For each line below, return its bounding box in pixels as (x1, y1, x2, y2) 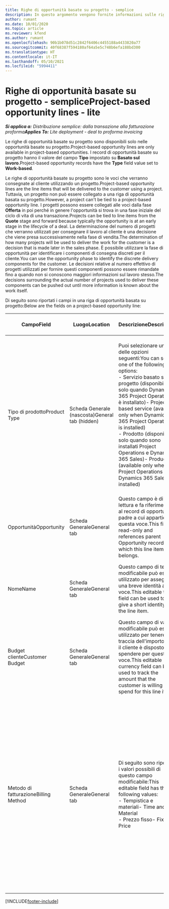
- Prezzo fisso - (118, 816, 156, 823)
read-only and (118, 527, 153, 534)
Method (8, 797, 26, 804)
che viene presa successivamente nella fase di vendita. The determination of (5, 234, 163, 240)
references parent (118, 533, 161, 540)
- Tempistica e (118, 797, 153, 804)
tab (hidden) (69, 418, 99, 425)
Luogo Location (72, 321, 110, 328)
